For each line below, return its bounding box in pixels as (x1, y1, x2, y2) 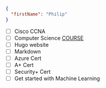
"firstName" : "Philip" (11, 11, 68, 17)
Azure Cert (14, 54, 42, 62)
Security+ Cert (14, 68, 51, 75)
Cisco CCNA (14, 28, 46, 35)
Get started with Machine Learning (14, 75, 100, 82)
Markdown (14, 48, 41, 55)
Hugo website (14, 41, 49, 48)
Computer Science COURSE (14, 34, 84, 41)
